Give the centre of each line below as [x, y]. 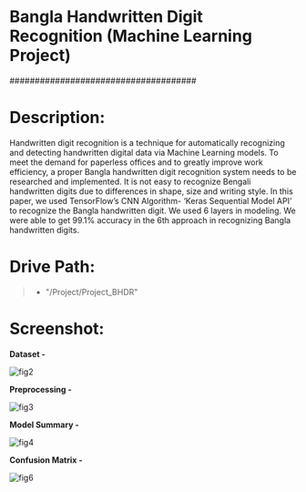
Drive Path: [52, 267]
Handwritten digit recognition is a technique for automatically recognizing [147, 142]
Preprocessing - [41, 389]
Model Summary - [44, 425]
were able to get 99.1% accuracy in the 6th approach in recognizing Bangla [150, 220]
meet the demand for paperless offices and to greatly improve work [137, 162]
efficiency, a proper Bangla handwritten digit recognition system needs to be [153, 171]
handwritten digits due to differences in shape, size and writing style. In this [151, 191]
